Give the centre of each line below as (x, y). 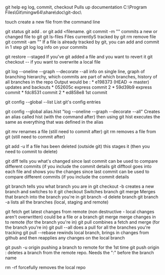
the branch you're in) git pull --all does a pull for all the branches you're (78, 227)
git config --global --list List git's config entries (53, 102)
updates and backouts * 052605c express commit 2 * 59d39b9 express (79, 87)
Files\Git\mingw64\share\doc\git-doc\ (43, 12)
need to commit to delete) (31, 152)
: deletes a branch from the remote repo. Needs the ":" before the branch (80, 253)
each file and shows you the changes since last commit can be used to (77, 172)
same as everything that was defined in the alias (54, 122)
